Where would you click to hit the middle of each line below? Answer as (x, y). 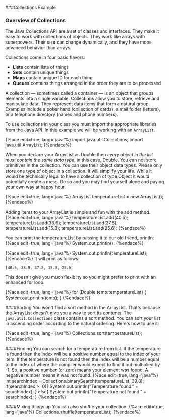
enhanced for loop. (25, 282)
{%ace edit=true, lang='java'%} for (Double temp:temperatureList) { (76, 292)
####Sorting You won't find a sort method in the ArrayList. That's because (83, 308)
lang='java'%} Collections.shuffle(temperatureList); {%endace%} (73, 412)
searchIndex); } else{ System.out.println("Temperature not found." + (76, 392)
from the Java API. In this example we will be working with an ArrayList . (80, 130)
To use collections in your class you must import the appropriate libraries (81, 124)
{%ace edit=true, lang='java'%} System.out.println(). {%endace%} (74, 243)
